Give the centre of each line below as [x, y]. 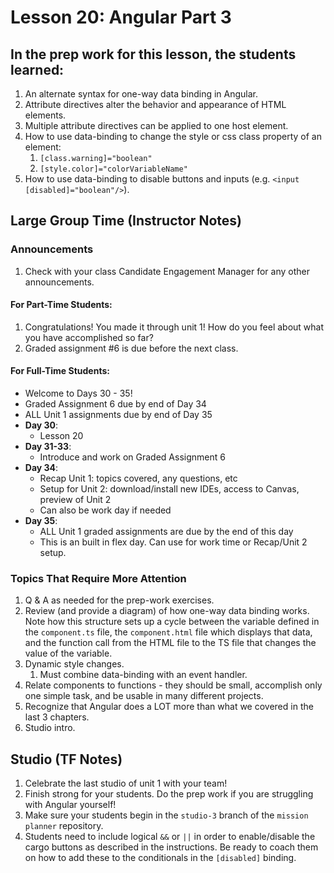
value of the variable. [68, 653]
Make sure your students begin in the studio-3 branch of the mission [166, 815]
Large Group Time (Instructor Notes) [126, 221]
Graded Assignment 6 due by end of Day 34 [115, 404]
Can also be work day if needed [105, 510]
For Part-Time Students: [61, 305]
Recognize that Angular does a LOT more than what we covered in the [169, 707]
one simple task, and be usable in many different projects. [144, 696]
